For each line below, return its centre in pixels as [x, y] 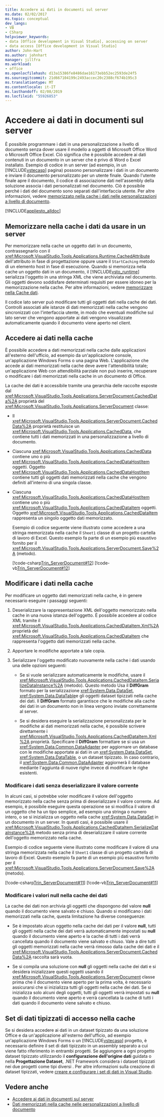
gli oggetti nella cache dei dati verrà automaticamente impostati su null [84, 931]
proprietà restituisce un [56, 426]
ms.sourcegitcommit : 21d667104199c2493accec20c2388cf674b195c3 [71, 78]
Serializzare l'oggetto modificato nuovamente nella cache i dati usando [84, 660]
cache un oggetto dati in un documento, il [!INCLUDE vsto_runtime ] [72, 272]
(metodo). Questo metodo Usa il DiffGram [106, 685]
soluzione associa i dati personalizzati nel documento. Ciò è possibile [75, 186]
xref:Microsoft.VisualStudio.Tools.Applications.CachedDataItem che [81, 636]
